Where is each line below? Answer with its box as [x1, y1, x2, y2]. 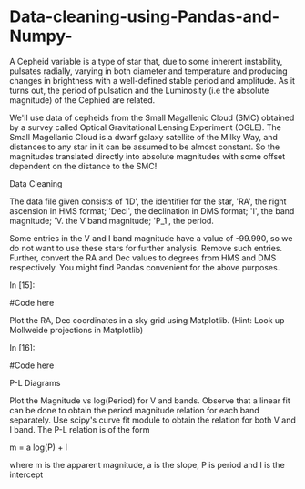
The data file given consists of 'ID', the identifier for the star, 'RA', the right [9, 196, 287, 207]
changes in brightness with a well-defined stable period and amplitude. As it [9, 75, 296, 86]
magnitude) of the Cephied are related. [9, 94, 156, 106]
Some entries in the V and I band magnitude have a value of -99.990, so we [9, 232, 293, 243]
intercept [9, 469, 44, 480]
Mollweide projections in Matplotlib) [9, 324, 144, 335]
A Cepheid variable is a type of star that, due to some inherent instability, [9, 56, 283, 66]
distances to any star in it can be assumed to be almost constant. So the [9, 141, 280, 152]
